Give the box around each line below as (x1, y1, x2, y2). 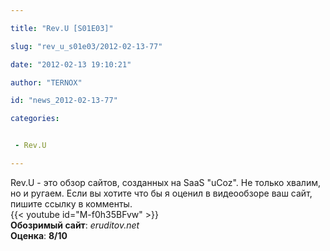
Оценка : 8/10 (10, 229, 68, 241)
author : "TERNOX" (10, 77, 83, 88)
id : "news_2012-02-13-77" (10, 96, 118, 106)
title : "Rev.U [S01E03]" (10, 23, 114, 33)
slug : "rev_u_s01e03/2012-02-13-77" (10, 41, 163, 51)
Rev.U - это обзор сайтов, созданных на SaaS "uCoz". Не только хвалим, (10, 176, 321, 188)
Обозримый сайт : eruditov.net (10, 219, 140, 231)
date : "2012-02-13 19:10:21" (10, 59, 132, 70)
